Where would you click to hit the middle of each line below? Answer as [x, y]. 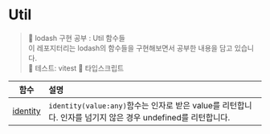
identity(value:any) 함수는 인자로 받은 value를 [135, 105]
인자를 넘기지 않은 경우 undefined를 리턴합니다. [145, 117]
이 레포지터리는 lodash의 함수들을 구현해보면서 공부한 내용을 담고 [130, 48]
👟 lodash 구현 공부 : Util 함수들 [77, 38]
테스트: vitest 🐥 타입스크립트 [80, 68]
